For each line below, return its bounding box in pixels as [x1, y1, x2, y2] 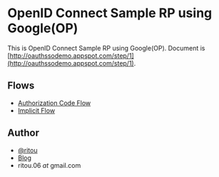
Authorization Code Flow [17, 98, 91, 107]
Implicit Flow [17, 106, 56, 115]
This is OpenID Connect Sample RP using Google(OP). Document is [7, 44, 205, 52]
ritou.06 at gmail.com [17, 161, 81, 169]
